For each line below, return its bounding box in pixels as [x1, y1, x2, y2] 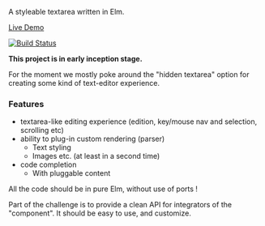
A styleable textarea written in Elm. [8, 7, 125, 16]
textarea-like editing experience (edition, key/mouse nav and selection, [19, 117, 258, 126]
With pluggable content [32, 168, 111, 178]
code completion [19, 160, 77, 169]
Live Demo [8, 23, 45, 32]
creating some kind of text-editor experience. [8, 79, 160, 87]
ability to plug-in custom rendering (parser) [19, 134, 165, 144]
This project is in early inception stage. [8, 54, 143, 63]
